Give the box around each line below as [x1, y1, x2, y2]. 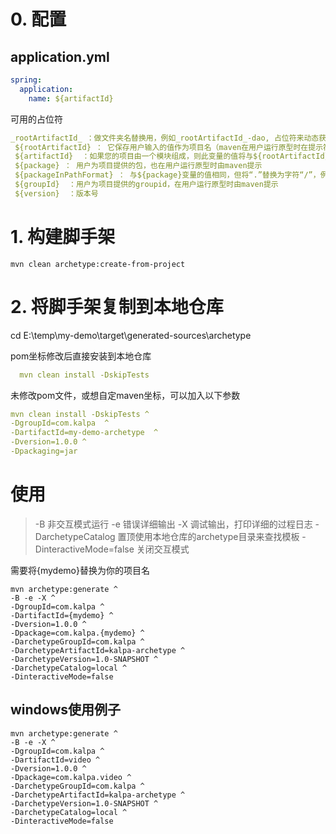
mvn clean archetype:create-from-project [10, 259, 186, 269]
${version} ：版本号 [14, 188, 99, 199]
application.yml [10, 48, 110, 65]
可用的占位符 [10, 113, 63, 125]
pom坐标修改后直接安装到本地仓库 [10, 350, 152, 362]
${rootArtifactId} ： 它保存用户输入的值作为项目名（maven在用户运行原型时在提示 [14, 142, 324, 152]
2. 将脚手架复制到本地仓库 [10, 295, 224, 318]
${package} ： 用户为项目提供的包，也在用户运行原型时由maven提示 [14, 161, 263, 171]
